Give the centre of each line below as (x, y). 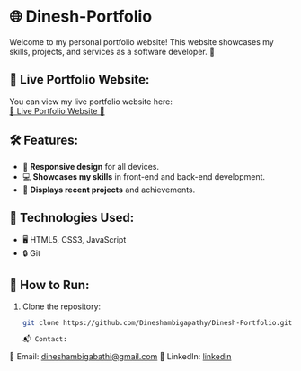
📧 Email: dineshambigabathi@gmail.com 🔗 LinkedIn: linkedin (120, 356)
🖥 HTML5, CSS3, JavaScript (74, 240)
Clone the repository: (62, 306)
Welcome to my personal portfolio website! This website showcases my (142, 41)
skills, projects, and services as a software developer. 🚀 (112, 51)
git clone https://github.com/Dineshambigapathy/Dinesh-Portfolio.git (157, 323)
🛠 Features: (44, 141)
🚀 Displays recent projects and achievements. (109, 190)
